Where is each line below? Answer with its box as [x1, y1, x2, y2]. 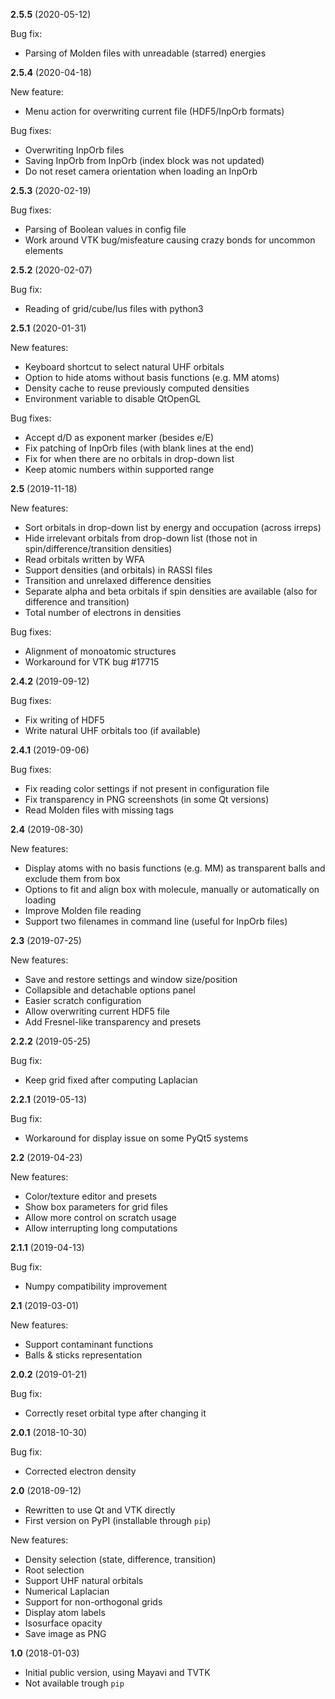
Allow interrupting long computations [24, 1222, 178, 1234]
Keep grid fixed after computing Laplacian [24, 1074, 198, 1086]
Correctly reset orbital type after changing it [24, 1407, 207, 1419]
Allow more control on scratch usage [24, 1212, 177, 1223]
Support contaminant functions [24, 1339, 154, 1350]
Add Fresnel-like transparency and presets [24, 1016, 202, 1028]
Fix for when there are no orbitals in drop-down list [24, 453, 235, 464]
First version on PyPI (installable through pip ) [24, 1515, 212, 1526]
